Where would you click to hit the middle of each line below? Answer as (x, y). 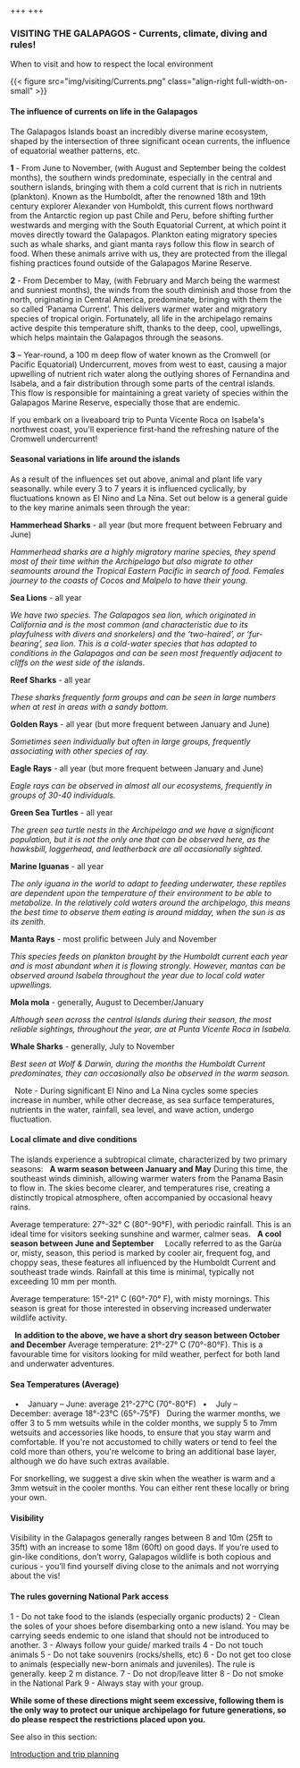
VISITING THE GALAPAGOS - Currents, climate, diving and (139, 33)
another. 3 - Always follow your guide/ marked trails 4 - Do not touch (137, 1644)
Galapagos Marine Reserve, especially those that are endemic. (125, 402)
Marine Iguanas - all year (57, 866)
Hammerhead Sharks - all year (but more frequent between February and (146, 525)
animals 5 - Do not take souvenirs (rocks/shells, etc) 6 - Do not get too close (151, 1654)
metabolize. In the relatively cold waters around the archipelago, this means (150, 902)
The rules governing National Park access (89, 1596)
